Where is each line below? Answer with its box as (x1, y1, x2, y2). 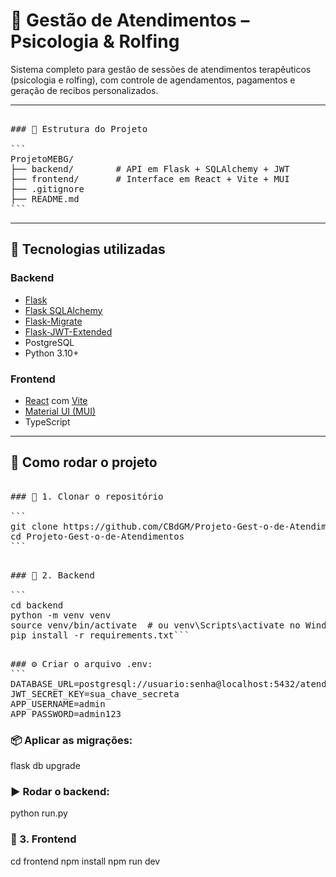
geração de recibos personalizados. (10, 84, 159, 96)
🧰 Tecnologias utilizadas (10, 241, 166, 258)
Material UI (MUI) (24, 405, 97, 417)
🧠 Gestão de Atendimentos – (10, 9, 250, 32)
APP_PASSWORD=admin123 (10, 708, 122, 719)
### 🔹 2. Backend (10, 569, 95, 581)
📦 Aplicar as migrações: (10, 733, 133, 747)
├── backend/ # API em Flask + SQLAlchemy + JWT (10, 163, 290, 174)
